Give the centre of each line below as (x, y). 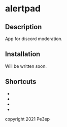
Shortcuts (21, 82)
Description (23, 27)
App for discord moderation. (34, 39)
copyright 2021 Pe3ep (28, 119)
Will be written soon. (26, 66)
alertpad (23, 9)
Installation (23, 54)
